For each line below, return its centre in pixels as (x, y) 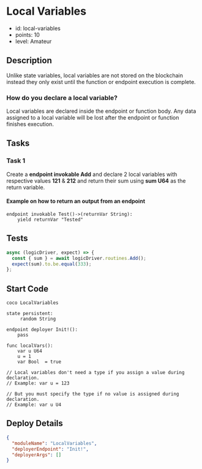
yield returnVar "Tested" (50, 219)
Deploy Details (35, 423)
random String (38, 319)
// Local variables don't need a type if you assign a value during (95, 373)
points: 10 (27, 34)
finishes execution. (30, 124)
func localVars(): (30, 346)
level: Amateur (33, 41)
